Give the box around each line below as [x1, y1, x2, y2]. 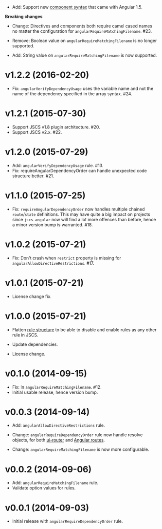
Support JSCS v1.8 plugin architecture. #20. [12, 124, 101, 130]
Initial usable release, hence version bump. [12, 389, 98, 395]
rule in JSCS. [12, 332, 38, 338]
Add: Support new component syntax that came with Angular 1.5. [12, 4, 143, 10]
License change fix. [12, 293, 52, 299]
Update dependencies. [12, 341, 58, 347]
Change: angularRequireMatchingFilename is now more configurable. [12, 446, 149, 452]
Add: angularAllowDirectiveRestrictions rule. [12, 423, 105, 428]
